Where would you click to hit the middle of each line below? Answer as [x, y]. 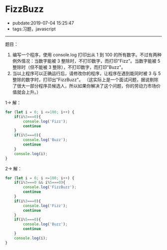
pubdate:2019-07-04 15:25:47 [43, 23]
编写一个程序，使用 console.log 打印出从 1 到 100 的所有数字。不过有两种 [87, 55]
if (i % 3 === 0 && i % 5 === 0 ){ [40, 183]
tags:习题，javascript [34, 29]
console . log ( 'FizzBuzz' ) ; [50, 187]
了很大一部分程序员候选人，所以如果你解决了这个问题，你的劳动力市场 [84, 86]
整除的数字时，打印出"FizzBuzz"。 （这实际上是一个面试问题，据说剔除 [85, 79]
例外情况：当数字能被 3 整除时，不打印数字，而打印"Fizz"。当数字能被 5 [86, 61]
